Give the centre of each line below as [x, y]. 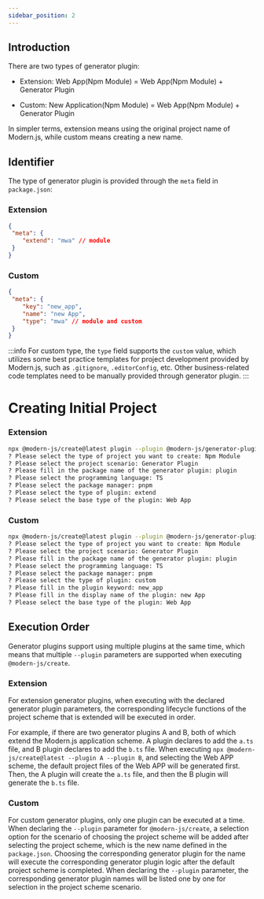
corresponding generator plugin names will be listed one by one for [117, 879]
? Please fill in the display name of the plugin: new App [107, 596]
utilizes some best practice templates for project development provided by [128, 359]
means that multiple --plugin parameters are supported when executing [125, 654]
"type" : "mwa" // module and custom [82, 321]
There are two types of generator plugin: [74, 66]
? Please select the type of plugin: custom [82, 581]
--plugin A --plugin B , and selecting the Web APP [151, 757]
